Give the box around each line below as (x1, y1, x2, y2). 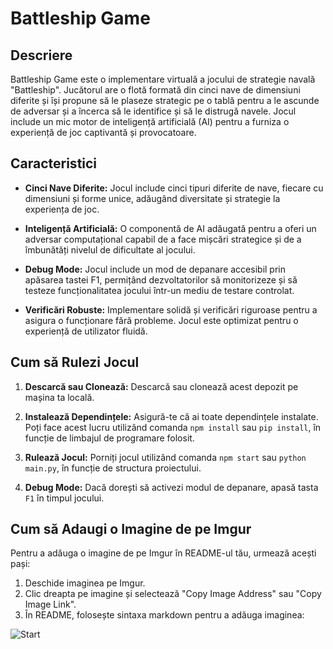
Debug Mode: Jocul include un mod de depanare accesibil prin (24, 263, 286, 275)
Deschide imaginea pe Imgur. (24, 577, 146, 589)
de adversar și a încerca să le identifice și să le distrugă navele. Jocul (10, 105, 297, 117)
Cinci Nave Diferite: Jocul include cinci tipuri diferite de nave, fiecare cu (24, 182, 324, 194)
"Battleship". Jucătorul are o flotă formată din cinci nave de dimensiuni (10, 84, 301, 96)
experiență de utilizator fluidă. (24, 325, 148, 337)
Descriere (10, 47, 73, 64)
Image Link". (24, 598, 77, 611)
